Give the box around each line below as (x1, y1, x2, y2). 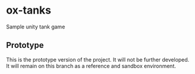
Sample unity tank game (6, 23, 66, 30)
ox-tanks (6, 4, 51, 17)
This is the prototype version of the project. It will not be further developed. (6, 56, 190, 63)
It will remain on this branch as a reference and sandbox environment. (6, 62, 176, 69)
